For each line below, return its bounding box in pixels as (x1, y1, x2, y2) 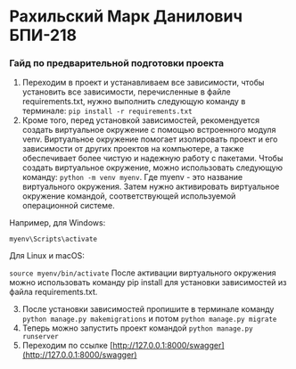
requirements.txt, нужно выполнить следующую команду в (21, 96, 246, 107)
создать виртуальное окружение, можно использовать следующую (21, 162, 284, 173)
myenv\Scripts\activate (9, 234, 98, 244)
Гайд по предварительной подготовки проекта (9, 57, 225, 70)
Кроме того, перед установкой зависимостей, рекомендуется (21, 115, 260, 126)
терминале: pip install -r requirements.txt (21, 105, 193, 117)
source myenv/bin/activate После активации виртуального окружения (9, 267, 276, 278)
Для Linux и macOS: (9, 250, 85, 261)
